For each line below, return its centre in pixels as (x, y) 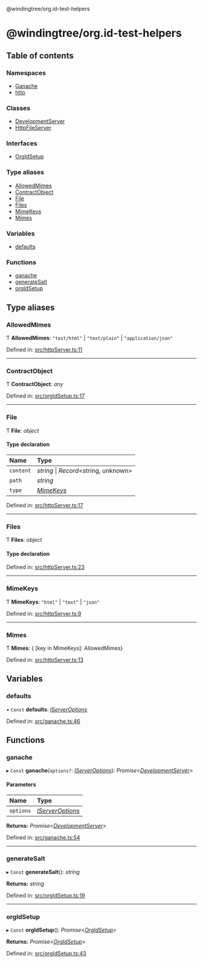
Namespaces (26, 73)
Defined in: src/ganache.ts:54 (43, 837)
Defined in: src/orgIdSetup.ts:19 (46, 895)
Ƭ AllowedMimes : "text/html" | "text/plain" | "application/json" (90, 338)
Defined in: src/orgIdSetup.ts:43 (46, 953)
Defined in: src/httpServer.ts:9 (44, 613)
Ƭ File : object (23, 430)
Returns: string (25, 884)
